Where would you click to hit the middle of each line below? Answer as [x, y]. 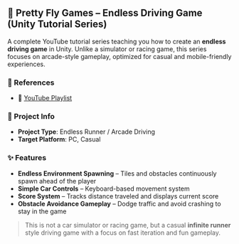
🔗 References [31, 83]
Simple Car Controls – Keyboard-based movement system [103, 189]
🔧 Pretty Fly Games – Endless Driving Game [105, 13]
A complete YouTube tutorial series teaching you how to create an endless [117, 41]
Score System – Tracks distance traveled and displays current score [118, 196]
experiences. [27, 64]
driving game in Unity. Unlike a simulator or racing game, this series [107, 49]
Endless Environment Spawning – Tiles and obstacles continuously [117, 173]
